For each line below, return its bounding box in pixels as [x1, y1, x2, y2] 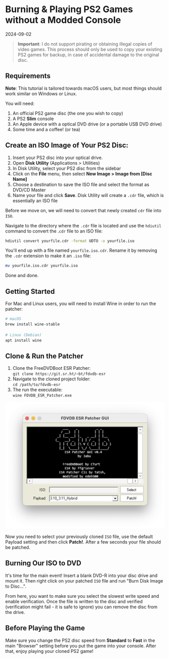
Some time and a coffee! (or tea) [12, 126, 80, 132]
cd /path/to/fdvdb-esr [12, 382, 61, 387]
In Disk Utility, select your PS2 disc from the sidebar [12, 165, 121, 171]
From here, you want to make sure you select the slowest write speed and [5, 593, 159, 599]
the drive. [5, 609, 25, 615]
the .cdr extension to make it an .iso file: [5, 253, 91, 259]
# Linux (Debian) [5, 332, 42, 337]
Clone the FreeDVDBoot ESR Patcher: [12, 365, 91, 371]
